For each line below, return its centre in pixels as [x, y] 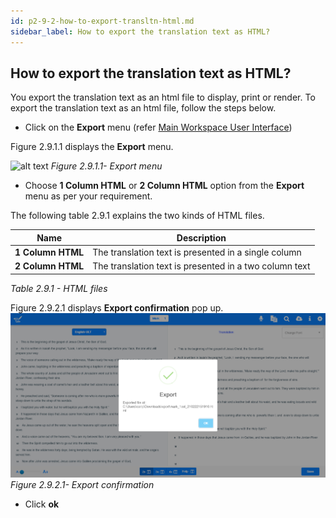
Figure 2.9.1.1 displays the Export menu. [92, 147]
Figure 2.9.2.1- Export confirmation [82, 484]
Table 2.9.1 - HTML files [59, 288]
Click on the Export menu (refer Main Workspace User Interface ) [158, 127]
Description [201, 237]
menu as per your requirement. [88, 196]
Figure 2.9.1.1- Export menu [106, 166]
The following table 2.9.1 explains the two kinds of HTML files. [137, 216]
